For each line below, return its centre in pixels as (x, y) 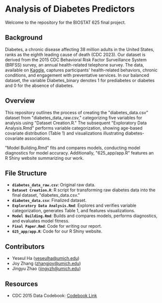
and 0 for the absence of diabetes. (39, 85)
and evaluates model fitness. (41, 221)
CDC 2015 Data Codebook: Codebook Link (54, 295)
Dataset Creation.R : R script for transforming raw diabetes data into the (84, 190)
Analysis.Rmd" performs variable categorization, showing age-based (74, 128)
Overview (20, 101)
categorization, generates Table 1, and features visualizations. (74, 211)
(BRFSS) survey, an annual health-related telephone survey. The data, (74, 65)
